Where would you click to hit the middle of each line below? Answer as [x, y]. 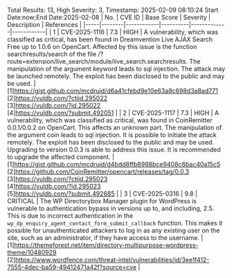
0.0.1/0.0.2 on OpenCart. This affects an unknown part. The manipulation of [115, 128]
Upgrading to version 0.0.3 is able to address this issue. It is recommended [114, 149]
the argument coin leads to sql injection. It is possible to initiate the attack [112, 135]
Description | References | [44, 25]
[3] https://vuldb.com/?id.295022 [54, 105]
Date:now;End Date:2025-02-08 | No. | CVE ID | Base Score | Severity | [109, 17]
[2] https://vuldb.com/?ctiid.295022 [57, 98]
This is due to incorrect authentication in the [70, 216]
